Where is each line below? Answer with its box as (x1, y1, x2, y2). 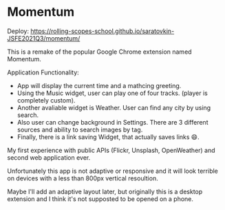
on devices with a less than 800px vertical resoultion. (7, 174, 158, 182)
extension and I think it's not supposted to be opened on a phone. (7, 194, 194, 203)
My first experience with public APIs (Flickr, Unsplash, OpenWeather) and (7, 146, 215, 154)
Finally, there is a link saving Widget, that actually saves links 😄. (17, 132, 200, 141)
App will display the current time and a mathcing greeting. (17, 81, 182, 90)
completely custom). (17, 96, 76, 104)
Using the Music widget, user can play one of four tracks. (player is (17, 89, 208, 97)
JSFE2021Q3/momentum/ (7, 34, 81, 42)
